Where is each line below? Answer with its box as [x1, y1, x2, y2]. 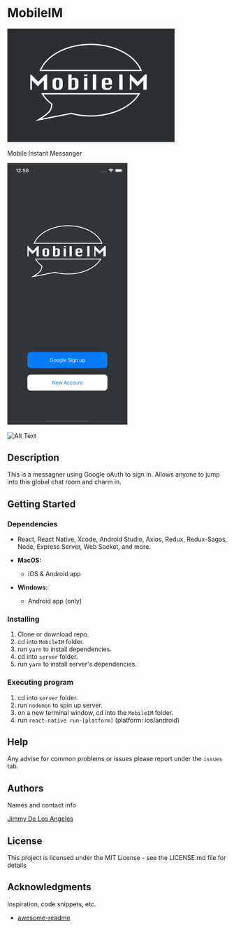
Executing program [7, 678, 74, 688]
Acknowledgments [7, 881, 92, 893]
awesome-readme [17, 913, 71, 922]
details [7, 861, 27, 870]
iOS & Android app [27, 570, 82, 578]
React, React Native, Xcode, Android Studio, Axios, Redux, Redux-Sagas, [17, 535, 228, 544]
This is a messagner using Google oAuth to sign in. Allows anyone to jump [7, 470, 220, 479]
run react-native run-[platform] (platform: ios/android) [17, 716, 180, 724]
